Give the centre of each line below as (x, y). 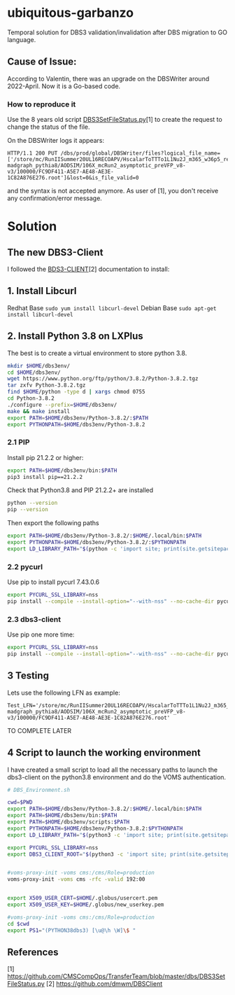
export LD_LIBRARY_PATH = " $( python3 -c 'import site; (86, 835)
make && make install (39, 411)
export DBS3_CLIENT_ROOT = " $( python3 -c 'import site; (87, 854)
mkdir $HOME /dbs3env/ (39, 366)
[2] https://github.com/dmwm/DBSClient (105, 984)
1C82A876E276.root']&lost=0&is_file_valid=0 (73, 178)
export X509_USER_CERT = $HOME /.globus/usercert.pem (83, 898)
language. (22, 39)
